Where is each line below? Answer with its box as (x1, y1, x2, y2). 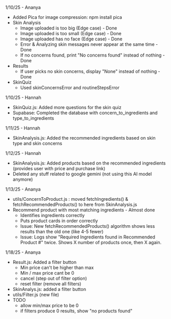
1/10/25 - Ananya (5, 5, 41, 10)
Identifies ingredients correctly (20, 212, 85, 218)
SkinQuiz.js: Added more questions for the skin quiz (12, 104, 122, 110)
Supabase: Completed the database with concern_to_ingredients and (12, 110, 158, 116)
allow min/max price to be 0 (20, 303, 79, 308)
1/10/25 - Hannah (5, 94, 42, 100)
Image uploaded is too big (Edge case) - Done (20, 25, 117, 31)
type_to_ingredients (12, 115, 54, 121)
